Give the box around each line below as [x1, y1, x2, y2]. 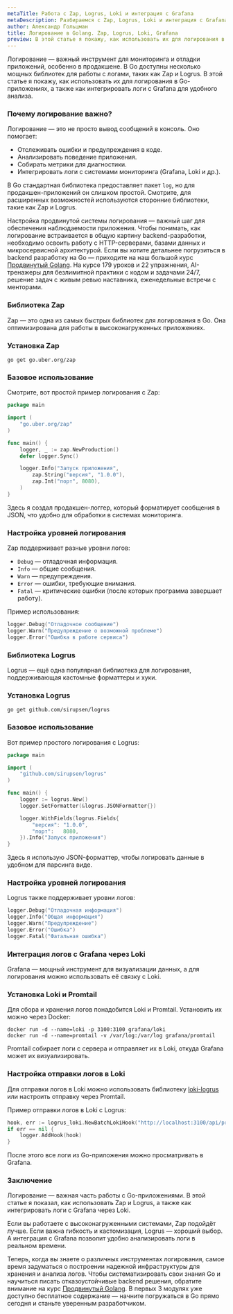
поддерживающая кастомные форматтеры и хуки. [7, 673, 157, 682]
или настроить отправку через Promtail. [7, 1092, 126, 1100]
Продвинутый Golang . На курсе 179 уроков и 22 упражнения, [7, 261, 189, 269]
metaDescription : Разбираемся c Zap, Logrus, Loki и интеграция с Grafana [7, 17, 228, 24]
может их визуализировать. [7, 1052, 90, 1060]
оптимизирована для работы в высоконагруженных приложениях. [7, 323, 205, 331]
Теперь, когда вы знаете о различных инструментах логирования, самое [7, 1255, 225, 1263]
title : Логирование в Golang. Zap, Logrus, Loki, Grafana [7, 29, 178, 37]
